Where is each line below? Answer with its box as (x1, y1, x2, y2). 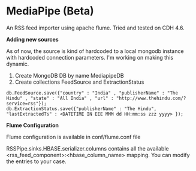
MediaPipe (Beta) (6, 4, 94, 18)
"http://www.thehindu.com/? (116, 95, 186, 101)
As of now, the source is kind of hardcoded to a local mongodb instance (6, 47, 184, 55)
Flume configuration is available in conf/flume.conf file (6, 133, 141, 140)
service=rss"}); (6, 101, 47, 107)
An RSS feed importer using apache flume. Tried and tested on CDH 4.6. (6, 24, 185, 31)
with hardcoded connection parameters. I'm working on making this (6, 54, 174, 61)
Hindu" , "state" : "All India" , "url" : (6, 95, 114, 101)
